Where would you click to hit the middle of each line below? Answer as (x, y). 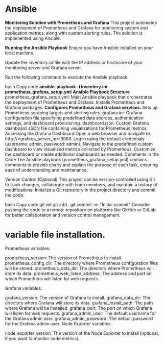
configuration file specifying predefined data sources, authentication (74, 118)
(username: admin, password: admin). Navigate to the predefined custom (79, 144)
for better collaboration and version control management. (63, 215)
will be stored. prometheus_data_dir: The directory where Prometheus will (80, 268)
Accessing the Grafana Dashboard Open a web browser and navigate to (78, 133)
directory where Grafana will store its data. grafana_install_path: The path (79, 303)
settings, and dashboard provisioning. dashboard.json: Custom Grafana (77, 123)
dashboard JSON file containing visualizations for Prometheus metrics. (77, 128)
